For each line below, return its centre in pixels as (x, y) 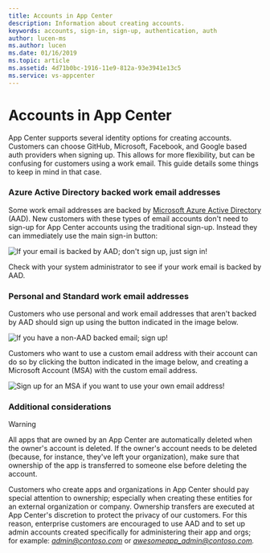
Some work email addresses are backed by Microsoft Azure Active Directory (135, 210)
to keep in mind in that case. (55, 172)
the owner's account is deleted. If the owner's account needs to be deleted (133, 449)
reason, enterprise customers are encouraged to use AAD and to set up (127, 524)
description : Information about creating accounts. (96, 23)
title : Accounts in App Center (61, 16)
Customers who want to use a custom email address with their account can (133, 354)
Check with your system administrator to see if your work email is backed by (135, 267)
